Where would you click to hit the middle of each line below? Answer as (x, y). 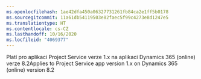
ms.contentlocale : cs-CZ (37, 29)
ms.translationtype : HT (36, 23)
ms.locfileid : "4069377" (37, 40)
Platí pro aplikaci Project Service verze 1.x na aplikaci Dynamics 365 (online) (101, 57)
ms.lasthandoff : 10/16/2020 (42, 34)
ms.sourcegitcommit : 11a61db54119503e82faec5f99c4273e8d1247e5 (88, 17)
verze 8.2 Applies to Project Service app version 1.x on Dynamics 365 (92, 63)
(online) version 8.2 (30, 70)
